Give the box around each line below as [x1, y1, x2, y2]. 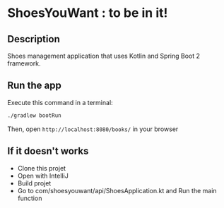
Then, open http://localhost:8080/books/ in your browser [7, 125, 179, 133]
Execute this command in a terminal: [7, 98, 113, 106]
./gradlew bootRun [7, 111, 61, 119]
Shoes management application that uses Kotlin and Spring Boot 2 [7, 51, 200, 60]
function [17, 194, 42, 202]
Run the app [7, 80, 61, 92]
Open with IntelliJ [17, 171, 69, 180]
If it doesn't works [7, 145, 89, 157]
